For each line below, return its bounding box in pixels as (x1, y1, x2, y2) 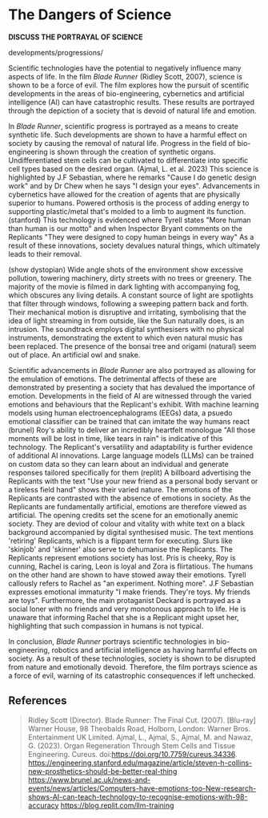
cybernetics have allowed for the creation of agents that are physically (8, 189, 241, 199)
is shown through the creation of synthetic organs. (49, 147, 216, 156)
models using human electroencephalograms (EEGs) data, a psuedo (8, 407, 233, 418)
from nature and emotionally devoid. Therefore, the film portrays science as (8, 662, 258, 671)
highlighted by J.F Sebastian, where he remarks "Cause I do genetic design (8, 172, 258, 182)
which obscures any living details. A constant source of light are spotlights (8, 290, 254, 300)
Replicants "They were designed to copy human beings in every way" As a (8, 232, 254, 241)
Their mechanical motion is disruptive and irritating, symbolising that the (8, 307, 246, 317)
